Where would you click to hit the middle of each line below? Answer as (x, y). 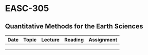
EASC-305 (27, 8)
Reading (74, 40)
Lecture (50, 40)
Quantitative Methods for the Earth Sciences (74, 26)
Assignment (103, 40)
